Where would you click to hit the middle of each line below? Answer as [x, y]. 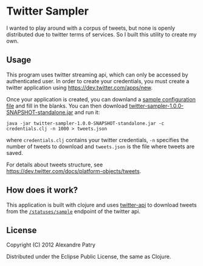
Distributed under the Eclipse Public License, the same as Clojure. [89, 257]
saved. [15, 152]
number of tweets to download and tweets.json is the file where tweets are [101, 146]
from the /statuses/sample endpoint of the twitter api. [74, 211]
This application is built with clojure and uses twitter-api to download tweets [101, 205]
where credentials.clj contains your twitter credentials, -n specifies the [98, 140]
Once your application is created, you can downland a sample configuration [101, 99]
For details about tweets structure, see [55, 165]
